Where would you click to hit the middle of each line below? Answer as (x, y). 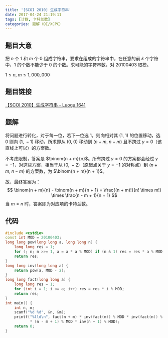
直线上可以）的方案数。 (29, 148)
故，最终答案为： (23, 182)
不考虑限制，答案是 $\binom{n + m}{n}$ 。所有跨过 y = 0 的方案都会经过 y (81, 158)
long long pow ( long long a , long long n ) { (51, 242)
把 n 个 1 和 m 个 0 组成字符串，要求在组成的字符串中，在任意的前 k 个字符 (82, 59)
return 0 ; (25, 326)
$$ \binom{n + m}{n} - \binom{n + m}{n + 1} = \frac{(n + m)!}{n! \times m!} (84, 190)
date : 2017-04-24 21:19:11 (33, 15)
